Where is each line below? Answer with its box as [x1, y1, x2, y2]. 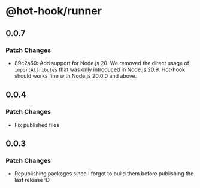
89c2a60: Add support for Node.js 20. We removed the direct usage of [14, 59, 190, 66]
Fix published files [14, 121, 60, 128]
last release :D [14, 177, 50, 184]
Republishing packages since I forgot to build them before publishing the [14, 170, 194, 177]
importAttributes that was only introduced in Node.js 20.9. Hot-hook [14, 66, 185, 73]
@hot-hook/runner [5, 4, 102, 18]
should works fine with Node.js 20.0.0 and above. [14, 72, 137, 79]
